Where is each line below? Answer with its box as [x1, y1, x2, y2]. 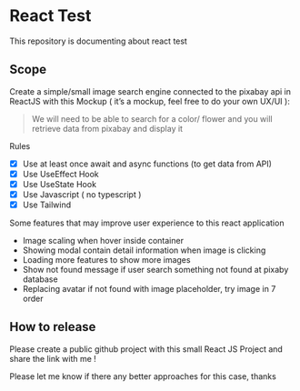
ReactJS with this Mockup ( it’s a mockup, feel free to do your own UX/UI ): [9, 95, 291, 106]
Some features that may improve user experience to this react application [9, 217, 285, 228]
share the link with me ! [9, 353, 97, 364]
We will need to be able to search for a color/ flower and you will [31, 113, 273, 124]
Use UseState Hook [22, 178, 97, 189]
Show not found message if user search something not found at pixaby [22, 265, 289, 276]
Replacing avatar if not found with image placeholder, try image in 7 [22, 284, 276, 295]
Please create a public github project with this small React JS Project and [9, 343, 284, 355]
